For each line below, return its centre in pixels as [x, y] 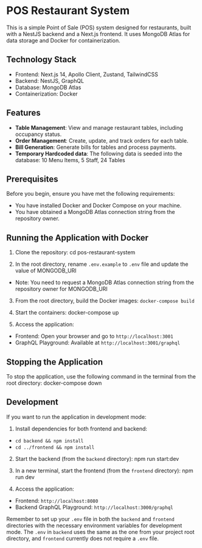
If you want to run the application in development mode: [76, 417]
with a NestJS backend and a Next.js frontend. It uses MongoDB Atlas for [98, 34]
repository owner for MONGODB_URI [61, 289]
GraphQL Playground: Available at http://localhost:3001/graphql [98, 343]
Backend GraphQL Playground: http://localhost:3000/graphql [94, 507]
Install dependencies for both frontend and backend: [81, 429]
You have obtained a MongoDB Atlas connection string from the [95, 212]
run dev [25, 477]
